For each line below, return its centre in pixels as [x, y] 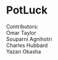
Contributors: [22, 26]
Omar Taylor [21, 32]
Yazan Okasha [24, 51]
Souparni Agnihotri [29, 39]
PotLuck [27, 10]
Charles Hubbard [27, 45]
